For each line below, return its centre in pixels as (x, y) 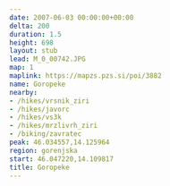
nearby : (24, 92)
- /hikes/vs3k (36, 117)
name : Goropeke (38, 84)
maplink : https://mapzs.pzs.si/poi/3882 (86, 76)
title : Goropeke (39, 167)
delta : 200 (30, 26)
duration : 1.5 (36, 34)
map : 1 (21, 68)
